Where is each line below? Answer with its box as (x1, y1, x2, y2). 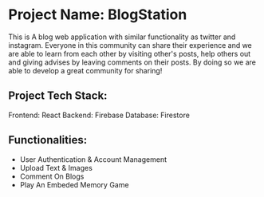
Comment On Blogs (19, 171, 85, 181)
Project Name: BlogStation (8, 6, 187, 24)
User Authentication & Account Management (19, 154, 167, 164)
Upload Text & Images (19, 163, 93, 172)
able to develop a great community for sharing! (8, 65, 163, 75)
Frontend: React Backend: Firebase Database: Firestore (8, 110, 190, 120)
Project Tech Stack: (8, 89, 108, 103)
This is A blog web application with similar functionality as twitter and (8, 32, 236, 41)
